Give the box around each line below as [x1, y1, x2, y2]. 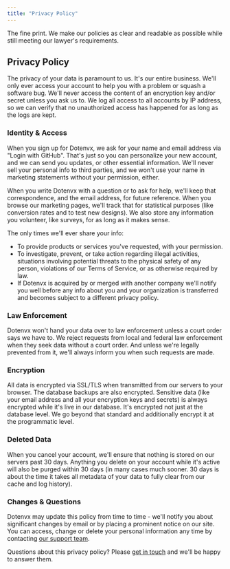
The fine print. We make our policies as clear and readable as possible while [7, 29, 223, 37]
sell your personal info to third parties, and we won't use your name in [7, 166, 205, 174]
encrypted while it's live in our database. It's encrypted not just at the [7, 403, 204, 411]
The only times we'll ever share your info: [7, 228, 124, 237]
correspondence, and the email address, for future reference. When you [7, 193, 211, 202]
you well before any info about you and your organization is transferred [16, 286, 218, 294]
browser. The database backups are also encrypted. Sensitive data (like [7, 388, 210, 396]
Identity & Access [7, 128, 67, 138]
